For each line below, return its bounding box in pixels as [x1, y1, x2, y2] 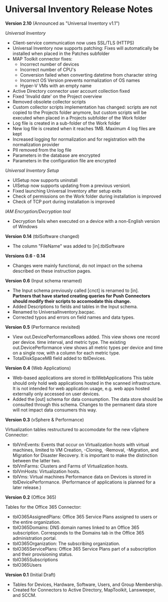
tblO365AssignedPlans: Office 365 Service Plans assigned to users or [12, 513, 157, 520]
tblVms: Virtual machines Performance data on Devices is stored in [12, 473, 151, 479]
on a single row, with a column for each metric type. [12, 349, 120, 356]
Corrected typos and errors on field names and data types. [12, 314, 135, 320]
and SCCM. [12, 592, 37, 598]
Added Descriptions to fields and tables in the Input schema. [12, 304, 138, 310]
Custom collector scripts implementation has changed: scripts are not [12, 104, 157, 110]
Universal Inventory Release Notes [5, 4, 153, 15]
